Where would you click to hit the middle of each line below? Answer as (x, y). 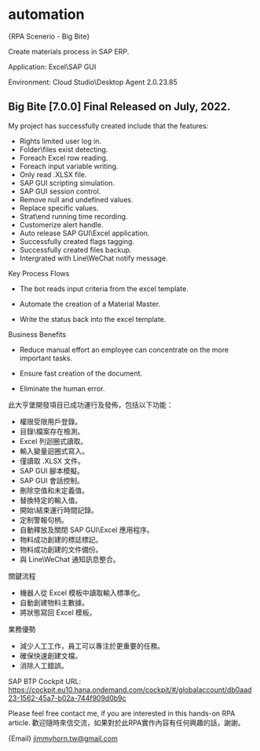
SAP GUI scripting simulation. (67, 183)
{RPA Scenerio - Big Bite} (49, 36)
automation (46, 15)
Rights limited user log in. (60, 141)
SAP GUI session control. (60, 191)
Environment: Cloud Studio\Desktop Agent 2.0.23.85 (93, 82)
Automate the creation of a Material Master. (90, 304)
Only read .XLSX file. (53, 174)
